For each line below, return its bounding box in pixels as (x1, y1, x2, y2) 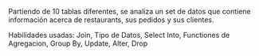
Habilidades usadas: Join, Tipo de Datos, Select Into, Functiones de (8, 31, 230, 39)
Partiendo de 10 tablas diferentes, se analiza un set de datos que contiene (8, 7, 251, 16)
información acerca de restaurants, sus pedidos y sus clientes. (8, 15, 214, 24)
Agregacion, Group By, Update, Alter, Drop (8, 39, 148, 48)
